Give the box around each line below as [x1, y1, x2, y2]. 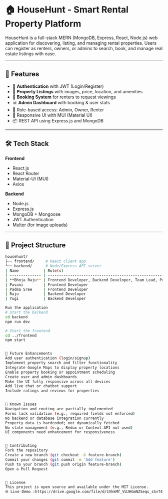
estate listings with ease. [5, 51, 56, 57]
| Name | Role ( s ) [5, 268, 64, 273]
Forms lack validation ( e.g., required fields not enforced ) [5, 411, 135, 416]
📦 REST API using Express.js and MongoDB [12, 117, 104, 123]
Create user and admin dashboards [5, 374, 77, 379]
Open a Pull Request [5, 466, 48, 471]
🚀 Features [5, 70, 39, 78]
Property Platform [5, 18, 81, 30]
